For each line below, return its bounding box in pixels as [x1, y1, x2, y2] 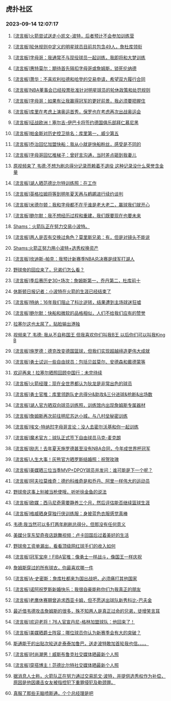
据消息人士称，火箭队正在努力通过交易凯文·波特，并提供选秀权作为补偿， [13, 672, 166, 679]
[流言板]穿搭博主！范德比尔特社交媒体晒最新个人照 [13, 662, 119, 668]
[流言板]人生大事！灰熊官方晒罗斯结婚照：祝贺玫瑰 [13, 456, 119, 462]
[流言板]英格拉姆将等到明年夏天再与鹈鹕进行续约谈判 [13, 191, 124, 197]
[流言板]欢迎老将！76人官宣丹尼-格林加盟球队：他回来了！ [13, 618, 135, 625]
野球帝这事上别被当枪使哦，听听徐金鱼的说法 [13, 488, 107, 495]
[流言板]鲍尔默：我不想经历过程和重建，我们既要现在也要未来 [13, 212, 142, 218]
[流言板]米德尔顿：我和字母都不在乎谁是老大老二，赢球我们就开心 [13, 201, 150, 207]
